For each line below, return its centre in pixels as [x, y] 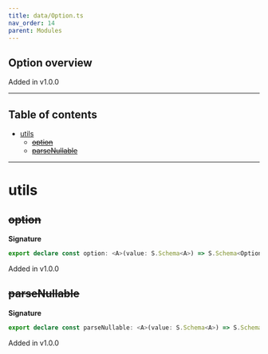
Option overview [51, 63]
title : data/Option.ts [46, 16]
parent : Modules [35, 30]
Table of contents [53, 114]
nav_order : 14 [32, 23]
